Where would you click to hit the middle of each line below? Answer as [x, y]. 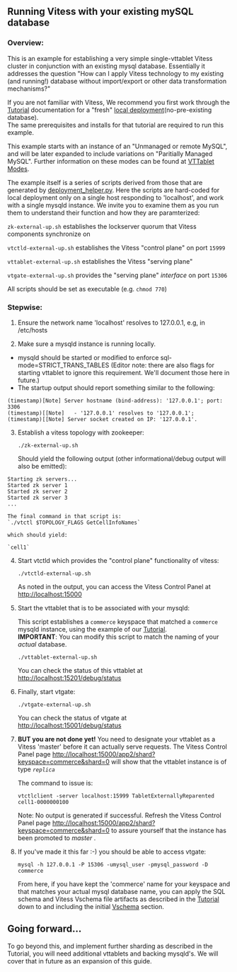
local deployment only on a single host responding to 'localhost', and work [116, 197]
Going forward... [45, 929]
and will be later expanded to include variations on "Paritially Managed [110, 153]
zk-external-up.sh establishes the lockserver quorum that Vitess [102, 226]
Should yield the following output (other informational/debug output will [122, 458]
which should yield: [38, 535]
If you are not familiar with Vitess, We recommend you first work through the [118, 102]
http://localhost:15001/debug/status [69, 725]
